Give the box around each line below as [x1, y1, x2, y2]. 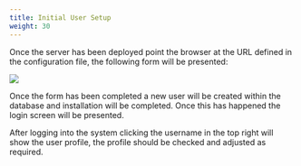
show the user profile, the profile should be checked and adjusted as [9, 136, 267, 147]
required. [9, 146, 44, 157]
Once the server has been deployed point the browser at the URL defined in [9, 46, 293, 57]
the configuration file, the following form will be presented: [9, 56, 228, 67]
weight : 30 [9, 22, 51, 31]
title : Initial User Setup [9, 13, 112, 23]
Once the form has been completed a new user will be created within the [9, 90, 281, 101]
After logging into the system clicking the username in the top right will [9, 127, 274, 138]
